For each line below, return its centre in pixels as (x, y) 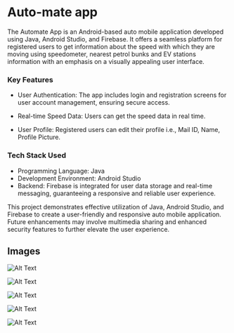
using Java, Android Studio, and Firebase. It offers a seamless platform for (115, 39)
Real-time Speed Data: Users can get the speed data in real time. (111, 116)
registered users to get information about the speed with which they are (111, 46)
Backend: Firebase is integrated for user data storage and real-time (115, 185)
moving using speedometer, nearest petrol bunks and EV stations (102, 54)
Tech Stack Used (37, 155)
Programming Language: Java (61, 171)
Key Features (31, 79)
